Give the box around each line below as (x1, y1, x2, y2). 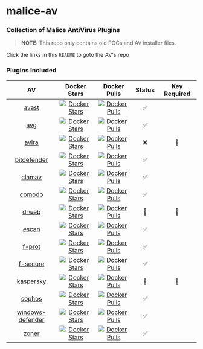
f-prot (22, 242, 40, 251)
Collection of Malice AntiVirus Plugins (6, 26, 120, 34)
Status (135, 86, 155, 94)
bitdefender (14, 155, 48, 164)
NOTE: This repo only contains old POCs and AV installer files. (21, 39, 176, 46)
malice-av (6, 4, 58, 18)
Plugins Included (6, 66, 57, 75)
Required (164, 89, 191, 98)
